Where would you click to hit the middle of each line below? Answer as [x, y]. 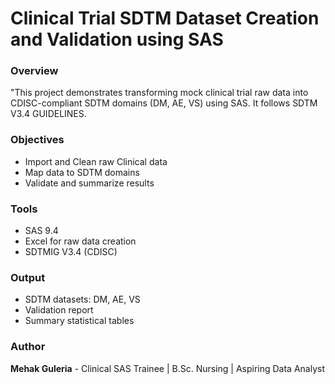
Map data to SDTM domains [82, 172]
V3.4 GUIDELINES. [48, 114]
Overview [34, 71]
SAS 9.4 [41, 231]
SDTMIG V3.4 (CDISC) [71, 252]
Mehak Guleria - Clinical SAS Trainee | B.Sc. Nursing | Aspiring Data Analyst [167, 368]
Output [28, 277]
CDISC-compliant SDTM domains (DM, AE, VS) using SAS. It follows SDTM [164, 103]
